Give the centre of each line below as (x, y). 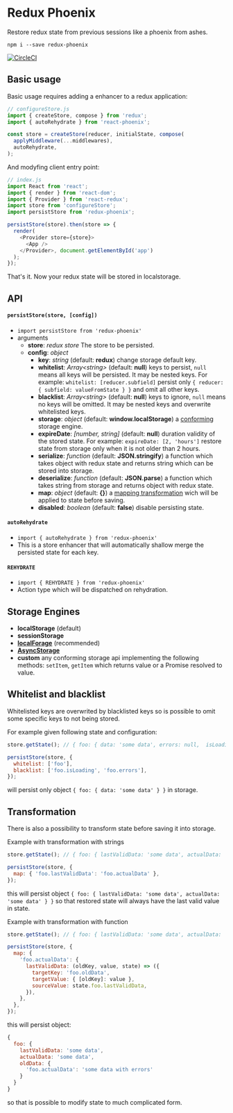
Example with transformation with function (68, 921)
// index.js (24, 180)
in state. (19, 908)
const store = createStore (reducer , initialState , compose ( (96, 134)
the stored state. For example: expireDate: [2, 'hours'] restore (130, 441)
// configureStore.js (38, 109)
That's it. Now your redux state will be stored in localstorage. (94, 277)
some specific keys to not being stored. (63, 718)
